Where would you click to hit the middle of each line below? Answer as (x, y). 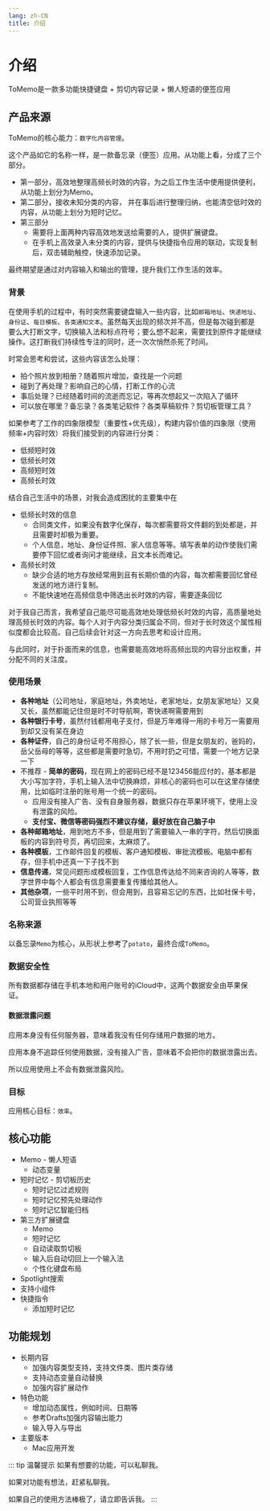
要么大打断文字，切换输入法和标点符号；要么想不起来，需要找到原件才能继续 (135, 331)
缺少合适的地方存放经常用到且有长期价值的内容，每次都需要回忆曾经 (145, 575)
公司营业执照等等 (48, 902)
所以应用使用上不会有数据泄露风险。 (68, 1069)
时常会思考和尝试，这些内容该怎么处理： (75, 358)
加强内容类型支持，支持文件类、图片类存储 (102, 1367)
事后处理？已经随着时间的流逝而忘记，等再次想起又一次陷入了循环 (129, 395)
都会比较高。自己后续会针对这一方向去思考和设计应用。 (114, 632)
